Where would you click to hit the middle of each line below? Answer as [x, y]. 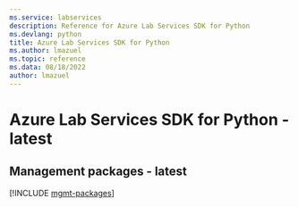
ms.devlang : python [46, 34]
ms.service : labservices [55, 17]
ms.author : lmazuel [46, 51]
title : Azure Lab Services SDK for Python [89, 42]
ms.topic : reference [48, 59]
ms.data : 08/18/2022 [48, 68]
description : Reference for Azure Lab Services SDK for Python [130, 26]
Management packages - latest [98, 172]
